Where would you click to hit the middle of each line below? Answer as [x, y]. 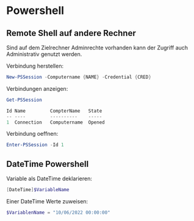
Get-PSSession [24, 100]
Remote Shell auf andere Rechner [71, 33]
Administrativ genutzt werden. [44, 54]
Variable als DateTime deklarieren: [49, 179]
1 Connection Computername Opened [56, 122]
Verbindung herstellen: [35, 66]
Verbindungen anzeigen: [37, 88]
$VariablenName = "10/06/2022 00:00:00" [59, 212]
